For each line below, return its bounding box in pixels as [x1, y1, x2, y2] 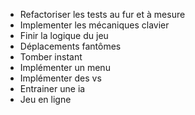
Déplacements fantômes [19, 40, 122, 52]
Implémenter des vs [19, 72, 102, 84]
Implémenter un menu [19, 62, 111, 73]
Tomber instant [19, 51, 83, 63]
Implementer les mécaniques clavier [19, 19, 170, 31]
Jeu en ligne [19, 94, 72, 105]
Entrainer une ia [19, 83, 86, 94]
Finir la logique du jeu [19, 30, 109, 41]
